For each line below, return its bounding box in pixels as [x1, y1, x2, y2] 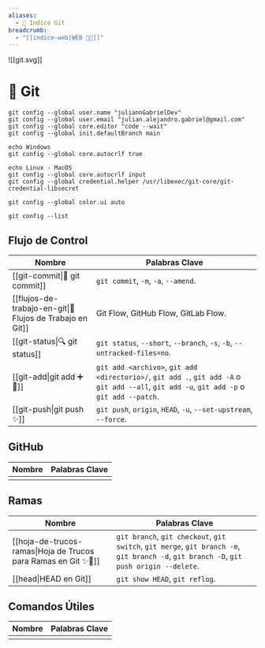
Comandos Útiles [8, 600, 95, 613]
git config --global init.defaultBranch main [8, 129, 160, 138]
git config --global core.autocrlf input [8, 171, 147, 179]
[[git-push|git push [12, 404, 84, 415]
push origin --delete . [116, 560, 200, 572]
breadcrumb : [8, 26, 47, 34]
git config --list [8, 212, 69, 221]
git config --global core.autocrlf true [8, 151, 144, 158]
